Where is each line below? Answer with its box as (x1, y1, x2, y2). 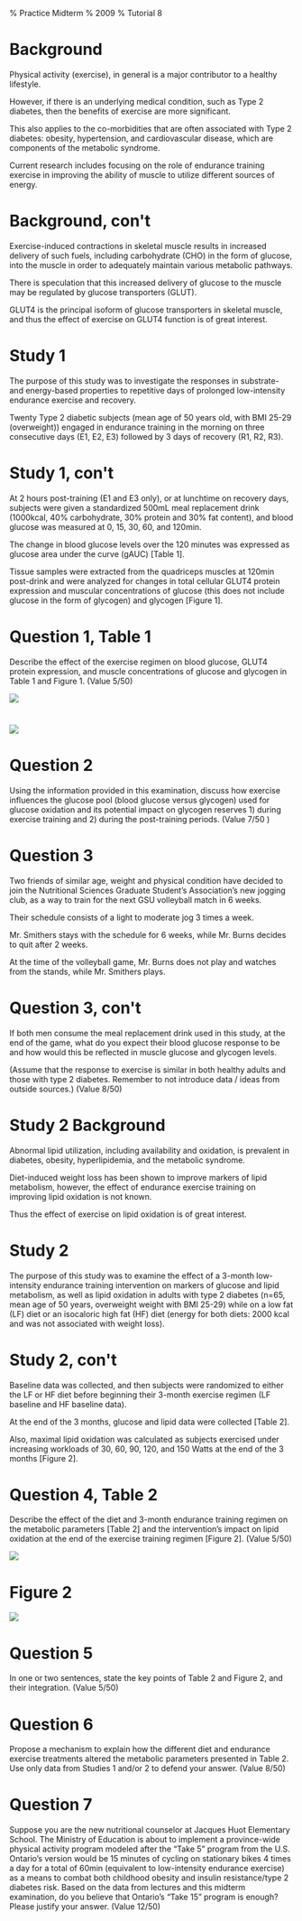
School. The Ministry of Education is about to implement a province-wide (9, 1834, 281, 1845)
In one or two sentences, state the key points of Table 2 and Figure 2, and (9, 1673, 284, 1684)
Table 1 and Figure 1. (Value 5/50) (9, 675, 133, 686)
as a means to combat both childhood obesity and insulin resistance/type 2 (9, 1872, 289, 1883)
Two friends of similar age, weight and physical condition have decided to (9, 875, 284, 886)
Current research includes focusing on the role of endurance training (9, 160, 265, 171)
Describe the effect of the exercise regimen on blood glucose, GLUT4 (9, 656, 268, 667)
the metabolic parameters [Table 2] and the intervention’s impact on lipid (9, 1524, 279, 1535)
